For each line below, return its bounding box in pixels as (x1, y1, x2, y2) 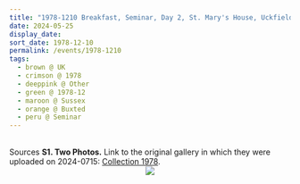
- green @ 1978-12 (17, 88, 87, 96)
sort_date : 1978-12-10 (9, 38, 94, 47)
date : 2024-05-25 (9, 21, 74, 30)
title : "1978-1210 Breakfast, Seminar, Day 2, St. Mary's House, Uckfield (9, 13, 294, 22)
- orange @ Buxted (17, 105, 87, 113)
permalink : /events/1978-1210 (9, 46, 122, 55)
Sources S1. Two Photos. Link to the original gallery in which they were (9, 146, 271, 157)
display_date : (9, 29, 62, 38)
